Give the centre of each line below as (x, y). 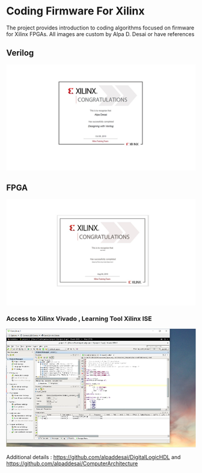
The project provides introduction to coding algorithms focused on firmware (100, 28)
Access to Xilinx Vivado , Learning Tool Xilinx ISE (79, 319)
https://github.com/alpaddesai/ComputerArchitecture (72, 463)
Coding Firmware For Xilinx (76, 11)
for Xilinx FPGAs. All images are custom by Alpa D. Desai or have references (100, 34)
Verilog (20, 53)
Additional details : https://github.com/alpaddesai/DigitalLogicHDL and (93, 457)
